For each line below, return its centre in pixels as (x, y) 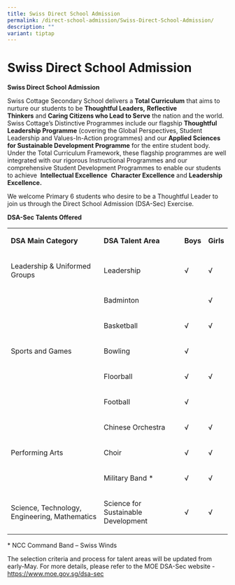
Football (117, 402)
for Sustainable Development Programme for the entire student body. (109, 146)
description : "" (31, 27)
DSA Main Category (44, 241)
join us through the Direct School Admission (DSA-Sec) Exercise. (101, 204)
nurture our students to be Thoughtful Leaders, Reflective (92, 109)
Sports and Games (41, 351)
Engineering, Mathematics (54, 517)
